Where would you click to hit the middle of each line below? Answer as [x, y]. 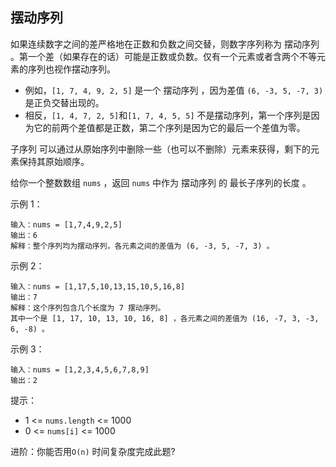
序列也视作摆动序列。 [71, 69]
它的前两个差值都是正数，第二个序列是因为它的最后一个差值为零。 [169, 127]
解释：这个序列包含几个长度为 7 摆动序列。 [88, 308]
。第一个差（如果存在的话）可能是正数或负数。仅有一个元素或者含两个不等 [163, 56]
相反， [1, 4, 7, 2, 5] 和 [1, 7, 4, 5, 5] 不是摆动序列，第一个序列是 [168, 115]
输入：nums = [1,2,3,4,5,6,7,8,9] [80, 369]
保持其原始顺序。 [54, 161]
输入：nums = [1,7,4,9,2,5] [66, 224]
